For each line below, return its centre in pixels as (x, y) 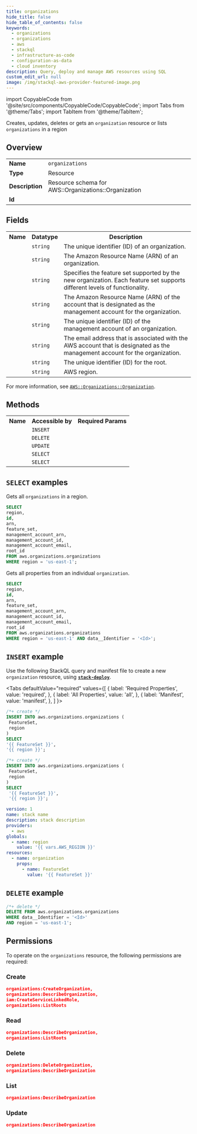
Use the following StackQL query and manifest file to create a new (86, 671)
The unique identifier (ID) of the (107, 321)
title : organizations (33, 11)
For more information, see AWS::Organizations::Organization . (81, 386)
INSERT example (35, 657)
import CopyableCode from (39, 99)
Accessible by (52, 421)
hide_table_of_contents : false (44, 22)
